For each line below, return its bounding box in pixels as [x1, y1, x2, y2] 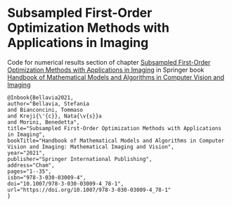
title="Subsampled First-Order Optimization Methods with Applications [7, 124, 221, 131]
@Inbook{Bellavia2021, [7, 94, 74, 101]
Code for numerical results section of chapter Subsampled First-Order [7, 58, 211, 66]
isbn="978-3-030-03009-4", [7, 174, 86, 181]
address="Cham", [7, 162, 55, 169]
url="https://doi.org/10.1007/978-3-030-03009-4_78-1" [7, 186, 172, 193]
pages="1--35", [7, 167, 52, 175]
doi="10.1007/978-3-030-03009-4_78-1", [7, 180, 124, 187]
